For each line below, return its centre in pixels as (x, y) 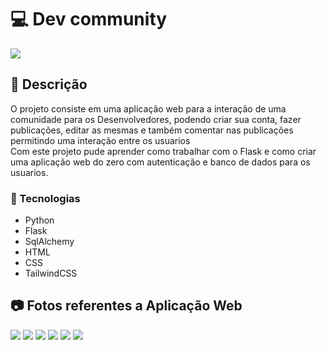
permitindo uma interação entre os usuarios (100, 140)
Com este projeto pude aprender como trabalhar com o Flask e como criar (163, 151)
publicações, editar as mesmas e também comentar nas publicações (152, 130)
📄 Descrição (49, 84)
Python (39, 220)
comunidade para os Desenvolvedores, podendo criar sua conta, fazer (156, 119)
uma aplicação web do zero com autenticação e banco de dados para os (160, 162)
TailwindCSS (51, 273)
